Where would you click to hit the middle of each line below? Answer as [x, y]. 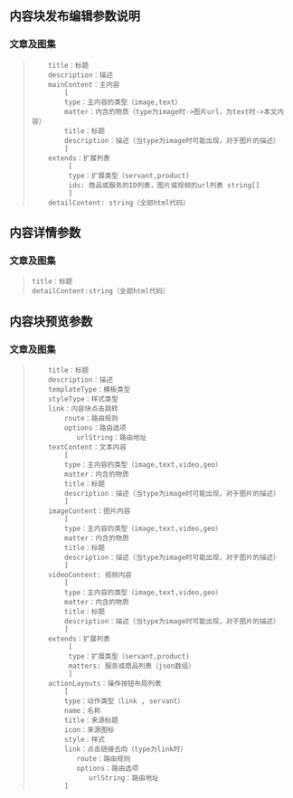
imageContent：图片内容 [90, 511]
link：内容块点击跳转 [84, 409]
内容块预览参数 [51, 321]
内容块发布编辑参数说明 [75, 16]
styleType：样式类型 [84, 399]
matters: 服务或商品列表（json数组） [132, 666]
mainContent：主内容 [84, 84]
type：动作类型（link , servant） [125, 701]
